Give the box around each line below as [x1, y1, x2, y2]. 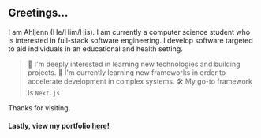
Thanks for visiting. [8, 103, 71, 113]
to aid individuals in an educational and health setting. [8, 43, 183, 54]
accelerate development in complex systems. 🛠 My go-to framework [27, 76, 253, 86]
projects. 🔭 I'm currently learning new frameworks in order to [27, 67, 226, 77]
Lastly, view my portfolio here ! [8, 121, 110, 131]
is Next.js [27, 88, 61, 97]
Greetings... [8, 6, 69, 20]
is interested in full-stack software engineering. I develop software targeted [8, 35, 254, 45]
